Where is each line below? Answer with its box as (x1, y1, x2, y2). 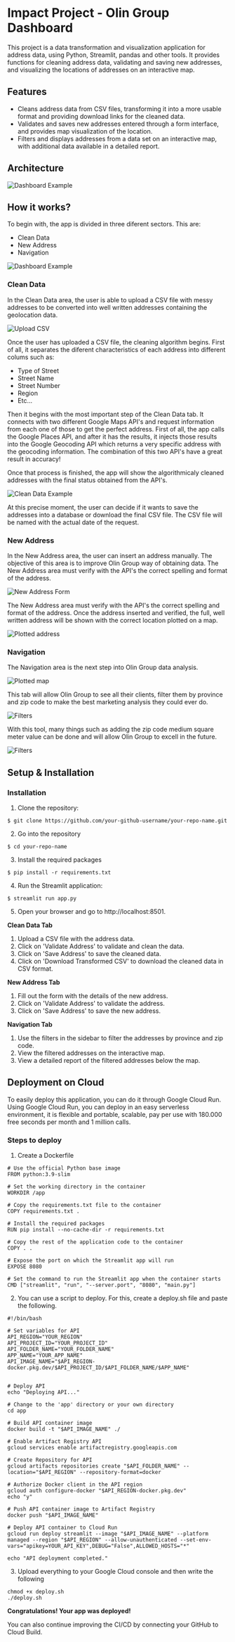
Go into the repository (17, 829, 81, 838)
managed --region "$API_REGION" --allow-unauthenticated (7, 1537, 177, 1544)
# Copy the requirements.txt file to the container (7, 1202, 161, 1209)
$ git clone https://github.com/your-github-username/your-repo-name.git (7, 817, 228, 824)
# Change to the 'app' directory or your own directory (7, 1401, 174, 1409)
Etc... (17, 396, 33, 405)
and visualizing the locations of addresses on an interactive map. (7, 65, 195, 74)
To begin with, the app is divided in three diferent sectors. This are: (7, 220, 201, 228)
